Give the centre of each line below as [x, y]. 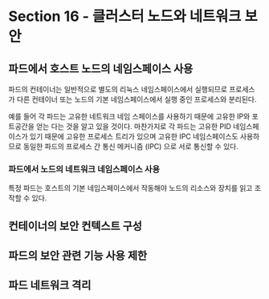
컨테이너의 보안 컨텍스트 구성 [75, 226]
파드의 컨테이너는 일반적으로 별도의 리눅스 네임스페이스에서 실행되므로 [118, 89]
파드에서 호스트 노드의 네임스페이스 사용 [101, 69]
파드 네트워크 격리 [50, 285]
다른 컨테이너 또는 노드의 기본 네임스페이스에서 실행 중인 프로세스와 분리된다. [137, 99]
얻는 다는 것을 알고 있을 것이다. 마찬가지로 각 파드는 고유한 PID [133, 126]
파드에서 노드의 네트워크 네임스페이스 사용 [84, 169]
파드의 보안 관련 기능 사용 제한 [78, 256]
